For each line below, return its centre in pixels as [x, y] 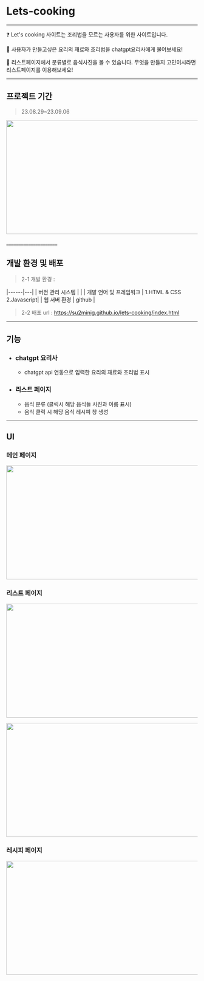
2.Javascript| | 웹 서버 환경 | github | [51, 300]
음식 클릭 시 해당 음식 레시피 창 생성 [66, 411]
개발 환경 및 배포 [35, 263]
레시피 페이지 [24, 850]
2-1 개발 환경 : [38, 279]
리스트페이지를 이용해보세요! [40, 70]
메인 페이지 [22, 455]
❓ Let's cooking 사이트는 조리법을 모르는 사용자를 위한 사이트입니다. [87, 34]
